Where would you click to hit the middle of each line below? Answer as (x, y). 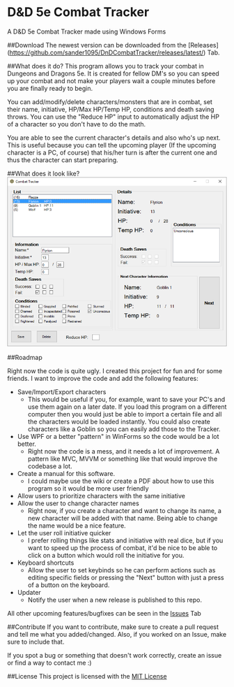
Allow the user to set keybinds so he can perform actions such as (122, 570)
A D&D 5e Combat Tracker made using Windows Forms (87, 31)
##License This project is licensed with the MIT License (87, 677)
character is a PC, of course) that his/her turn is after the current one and (112, 152)
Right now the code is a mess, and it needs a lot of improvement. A (124, 451)
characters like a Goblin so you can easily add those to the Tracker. (124, 429)
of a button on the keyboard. (69, 585)
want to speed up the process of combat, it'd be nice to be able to (123, 548)
